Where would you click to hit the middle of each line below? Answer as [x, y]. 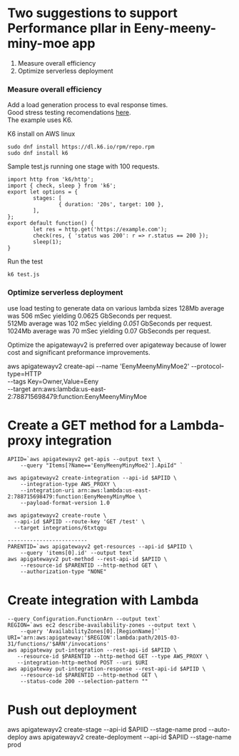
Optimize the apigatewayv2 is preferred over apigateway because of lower [117, 345]
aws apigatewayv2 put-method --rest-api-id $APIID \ [87, 559]
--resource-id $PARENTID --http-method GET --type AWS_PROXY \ [113, 657]
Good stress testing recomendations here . [69, 113]
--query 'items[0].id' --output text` [78, 553]
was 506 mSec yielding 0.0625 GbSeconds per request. [90, 316]
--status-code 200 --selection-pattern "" [84, 682]
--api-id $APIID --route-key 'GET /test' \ [79, 522]
